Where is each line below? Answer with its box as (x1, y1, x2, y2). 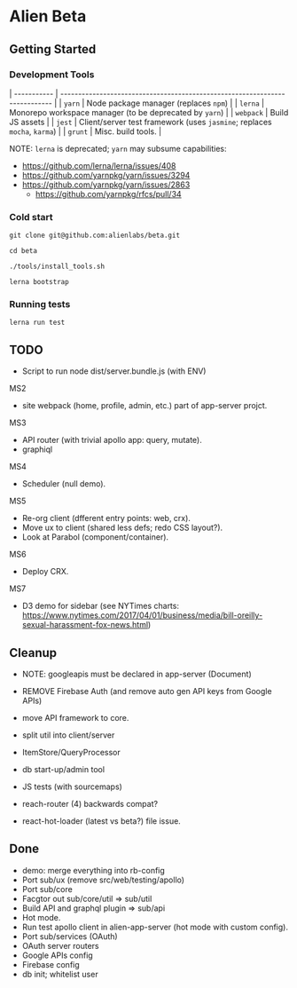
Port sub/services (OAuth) (21, 930, 118, 942)
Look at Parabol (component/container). (21, 532, 169, 542)
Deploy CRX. (21, 566, 69, 577)
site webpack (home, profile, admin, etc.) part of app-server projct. (21, 400, 268, 411)
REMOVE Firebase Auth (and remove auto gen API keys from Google (21, 686, 272, 697)
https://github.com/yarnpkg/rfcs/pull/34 (35, 188, 182, 199)
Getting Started (9, 42, 97, 57)
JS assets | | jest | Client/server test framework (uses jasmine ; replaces (9, 116, 272, 127)
